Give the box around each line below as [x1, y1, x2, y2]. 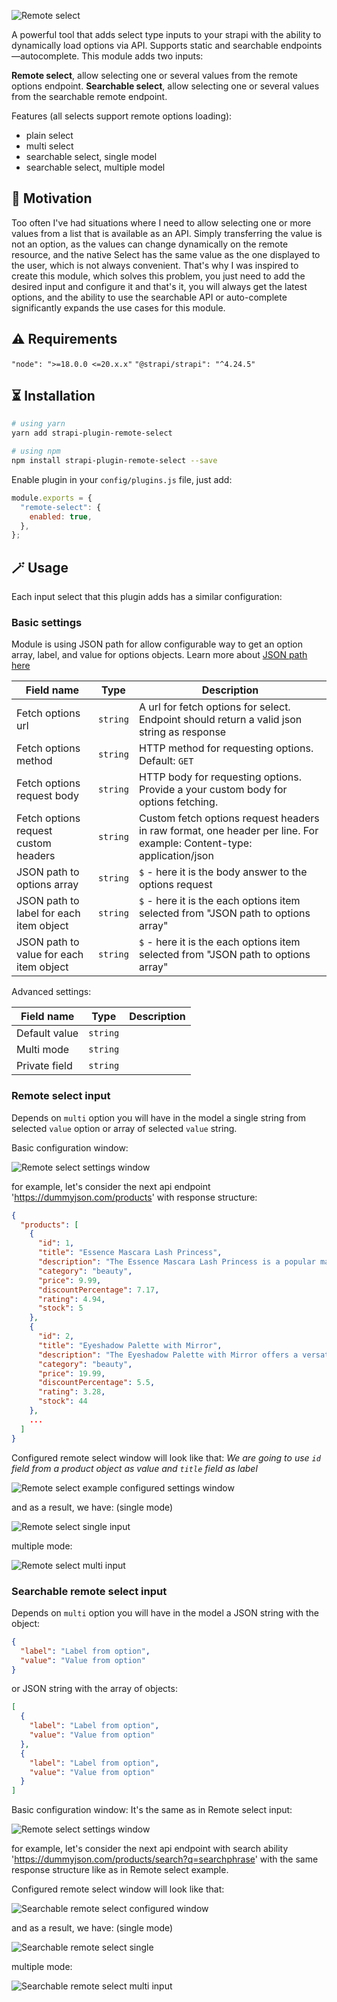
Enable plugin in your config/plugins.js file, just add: [11, 473, 233, 485]
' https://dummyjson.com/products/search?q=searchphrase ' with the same [11, 1853, 319, 1865]
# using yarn [11, 419, 66, 429]
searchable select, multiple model [25, 161, 166, 173]
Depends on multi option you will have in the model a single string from [11, 1111, 307, 1124]
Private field [16, 1059, 73, 1073]
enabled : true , [29, 511, 93, 522]
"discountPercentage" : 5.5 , [37, 1378, 156, 1388]
